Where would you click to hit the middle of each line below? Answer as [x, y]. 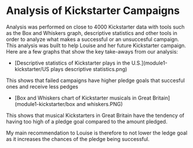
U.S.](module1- [149, 63]
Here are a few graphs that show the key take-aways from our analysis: [92, 51]
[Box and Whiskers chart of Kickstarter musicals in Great [83, 98]
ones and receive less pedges [42, 86]
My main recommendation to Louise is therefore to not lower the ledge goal [97, 133]
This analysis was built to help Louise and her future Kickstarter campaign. [96, 45]
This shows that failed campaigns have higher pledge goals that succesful [96, 80]
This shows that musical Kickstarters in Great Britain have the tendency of [95, 115]
